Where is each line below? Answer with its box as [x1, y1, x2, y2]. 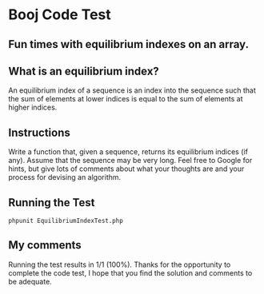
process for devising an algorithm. [8, 173, 122, 182]
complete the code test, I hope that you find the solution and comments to [8, 268, 253, 277]
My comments [8, 238, 82, 252]
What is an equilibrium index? [8, 64, 160, 77]
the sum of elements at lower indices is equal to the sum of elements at [8, 94, 243, 104]
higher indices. [8, 102, 58, 113]
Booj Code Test [8, 6, 112, 24]
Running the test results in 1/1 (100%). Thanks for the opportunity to [8, 260, 231, 269]
